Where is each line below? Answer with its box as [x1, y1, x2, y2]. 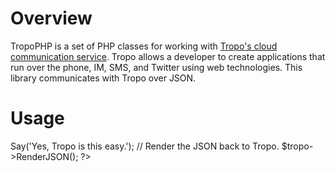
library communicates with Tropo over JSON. [10, 72, 197, 84]
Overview [10, 7, 93, 30]
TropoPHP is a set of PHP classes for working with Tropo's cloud [10, 40, 278, 52]
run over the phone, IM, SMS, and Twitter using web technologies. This [10, 61, 303, 73]
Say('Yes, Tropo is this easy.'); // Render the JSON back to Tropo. [10, 140, 280, 152]
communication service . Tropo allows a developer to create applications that [10, 50, 326, 62]
